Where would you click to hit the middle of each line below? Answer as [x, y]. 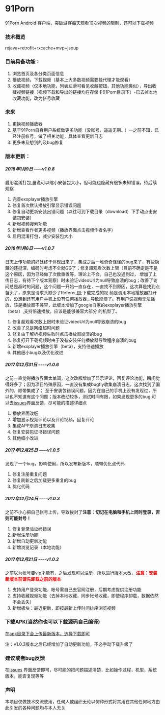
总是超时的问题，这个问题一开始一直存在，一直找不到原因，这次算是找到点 [84, 286]
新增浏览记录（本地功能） [38, 547]
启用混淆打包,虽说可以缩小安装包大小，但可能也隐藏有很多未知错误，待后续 [81, 182]
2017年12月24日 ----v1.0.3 [33, 499]
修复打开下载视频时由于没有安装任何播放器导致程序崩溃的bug [74, 340]
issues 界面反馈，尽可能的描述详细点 [50, 402]
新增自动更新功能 [29, 541]
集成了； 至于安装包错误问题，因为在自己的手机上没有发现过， [89, 390]
